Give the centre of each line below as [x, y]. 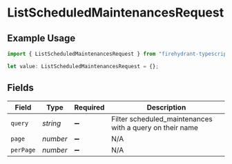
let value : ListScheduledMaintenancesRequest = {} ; [83, 66]
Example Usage [41, 38]
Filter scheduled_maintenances [162, 119]
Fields [21, 88]
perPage [23, 150]
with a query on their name [155, 127]
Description [166, 107]
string [52, 123]
